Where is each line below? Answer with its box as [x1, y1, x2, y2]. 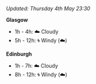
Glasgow [6, 16, 28, 23]
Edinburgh [6, 51, 32, 58]
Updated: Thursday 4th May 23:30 [6, 5, 91, 12]
